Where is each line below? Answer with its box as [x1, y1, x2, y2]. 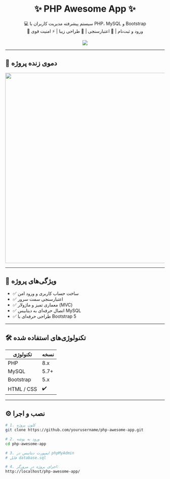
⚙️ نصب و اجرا [5, 409, 45, 418]
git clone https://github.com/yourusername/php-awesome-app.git [5, 427, 144, 433]
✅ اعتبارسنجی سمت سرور [12, 296, 63, 302]
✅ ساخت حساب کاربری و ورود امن [12, 290, 79, 296]
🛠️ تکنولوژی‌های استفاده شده [5, 333, 86, 342]
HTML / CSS [8, 385, 37, 392]
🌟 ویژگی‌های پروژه [5, 277, 57, 286]
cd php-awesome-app [5, 441, 47, 447]
